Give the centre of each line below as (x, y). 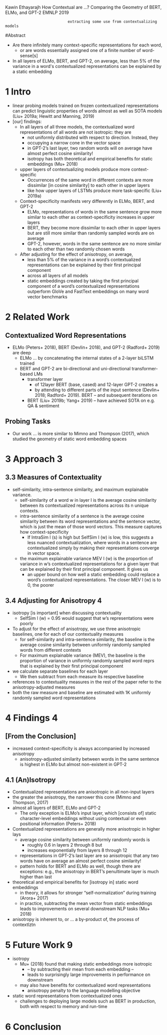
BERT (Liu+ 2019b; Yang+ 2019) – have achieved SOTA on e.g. (91, 400)
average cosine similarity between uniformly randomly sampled (85, 645)
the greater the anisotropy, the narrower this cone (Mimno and (76, 797)
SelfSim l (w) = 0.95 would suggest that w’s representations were (87, 618)
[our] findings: (27, 121)
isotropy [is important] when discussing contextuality (67, 613)
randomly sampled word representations (54, 698)
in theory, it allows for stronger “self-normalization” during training (88, 893)
